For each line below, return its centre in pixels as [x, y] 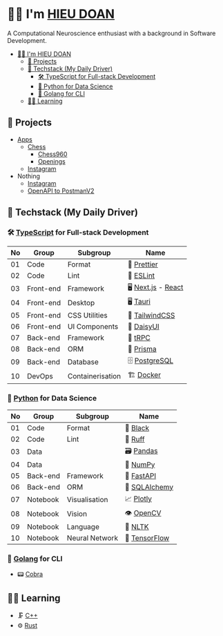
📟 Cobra [30, 574]
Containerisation [94, 376]
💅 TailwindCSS [151, 316]
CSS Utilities [88, 316]
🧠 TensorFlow [147, 538]
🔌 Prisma [142, 349]
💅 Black [137, 427]
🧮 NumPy [140, 464]
